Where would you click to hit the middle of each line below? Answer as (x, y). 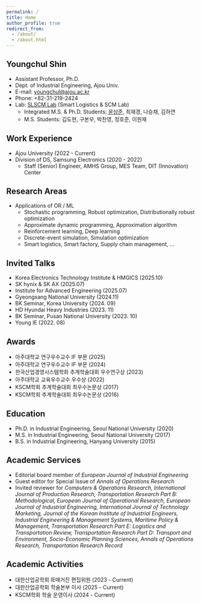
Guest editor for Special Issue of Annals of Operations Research (94, 481)
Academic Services (44, 460)
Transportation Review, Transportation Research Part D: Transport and (103, 532)
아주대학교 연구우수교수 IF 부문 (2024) (60, 364)
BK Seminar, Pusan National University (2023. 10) (76, 316)
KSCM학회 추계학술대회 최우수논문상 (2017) (67, 387)
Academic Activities (45, 564)
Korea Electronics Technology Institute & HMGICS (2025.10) (89, 278)
